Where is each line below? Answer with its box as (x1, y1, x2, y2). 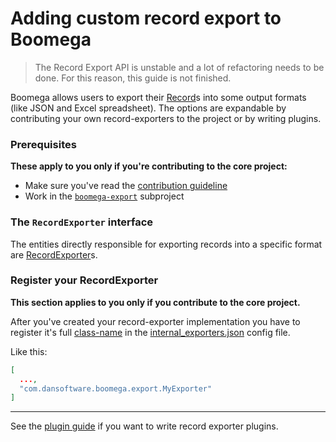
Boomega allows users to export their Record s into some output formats (10, 91, 307, 103)
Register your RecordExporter (10, 273, 159, 287)
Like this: (10, 345, 48, 357)
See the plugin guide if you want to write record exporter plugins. (10, 420, 279, 432)
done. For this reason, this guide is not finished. (34, 72, 232, 84)
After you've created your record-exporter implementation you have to (10, 315, 301, 327)
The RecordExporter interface (10, 215, 154, 229)
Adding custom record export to (10, 7, 282, 30)
